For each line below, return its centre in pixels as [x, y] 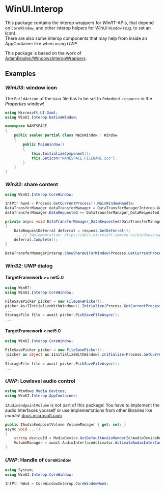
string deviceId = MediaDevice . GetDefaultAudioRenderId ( [73, 438]
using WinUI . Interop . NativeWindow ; [41, 117]
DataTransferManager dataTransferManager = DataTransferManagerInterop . [81, 208]
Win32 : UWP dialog [29, 265]
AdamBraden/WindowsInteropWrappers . [46, 58]
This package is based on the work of [43, 53]
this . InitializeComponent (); [61, 153]
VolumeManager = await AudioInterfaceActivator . [65, 443]
